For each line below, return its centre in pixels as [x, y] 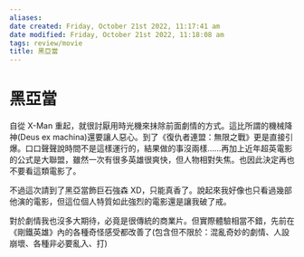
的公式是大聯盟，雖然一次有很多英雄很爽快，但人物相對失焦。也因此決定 [144, 160]
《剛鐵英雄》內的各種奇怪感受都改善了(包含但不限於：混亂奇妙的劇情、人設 [150, 233]
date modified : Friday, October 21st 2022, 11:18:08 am [117, 34]
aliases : [26, 18]
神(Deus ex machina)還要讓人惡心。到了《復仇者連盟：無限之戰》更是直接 [147, 138]
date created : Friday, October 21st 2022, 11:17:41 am [115, 26]
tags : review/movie [46, 43]
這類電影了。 [57, 171]
